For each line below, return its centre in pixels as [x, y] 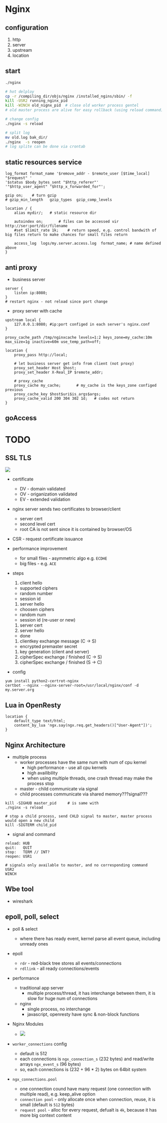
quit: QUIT [19, 848]
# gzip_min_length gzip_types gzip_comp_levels [59, 200]
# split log [17, 133]
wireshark [23, 901]
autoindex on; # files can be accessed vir [67, 222]
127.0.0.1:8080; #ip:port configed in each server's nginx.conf [82, 324]
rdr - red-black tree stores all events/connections [71, 963]
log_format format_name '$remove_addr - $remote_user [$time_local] [78, 174]
